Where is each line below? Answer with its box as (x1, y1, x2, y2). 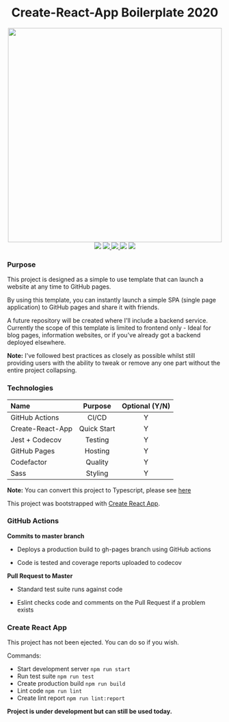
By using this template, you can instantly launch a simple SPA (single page (7, 296, 217, 304)
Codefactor (10, 457, 47, 467)
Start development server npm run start (16, 665, 131, 673)
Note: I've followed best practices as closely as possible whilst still (7, 352, 196, 360)
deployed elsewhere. (7, 338, 66, 347)
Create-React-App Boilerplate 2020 (11, 5, 219, 21)
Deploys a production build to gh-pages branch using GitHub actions (16, 545, 211, 553)
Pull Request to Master (7, 571, 73, 580)
